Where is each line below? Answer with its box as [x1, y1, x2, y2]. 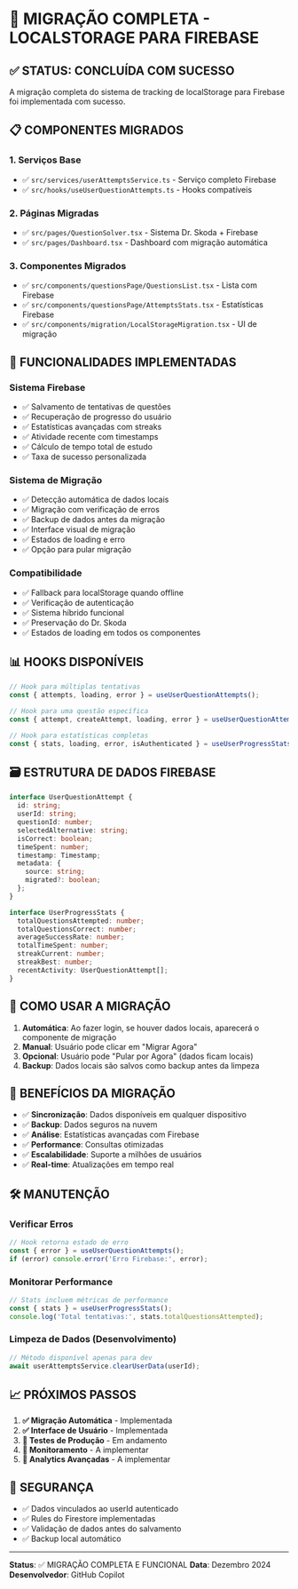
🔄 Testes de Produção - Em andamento [21, 1435, 168, 1446]
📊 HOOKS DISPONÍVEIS [9, 654, 145, 670]
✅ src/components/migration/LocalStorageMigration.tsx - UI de [21, 319, 257, 330]
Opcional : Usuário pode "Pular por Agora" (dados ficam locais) [21, 1051, 255, 1061]
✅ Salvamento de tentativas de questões [21, 401, 171, 412]
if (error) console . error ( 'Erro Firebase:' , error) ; [9, 1254, 208, 1263]
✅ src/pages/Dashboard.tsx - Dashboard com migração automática [21, 236, 269, 248]
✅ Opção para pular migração [21, 544, 131, 555]
